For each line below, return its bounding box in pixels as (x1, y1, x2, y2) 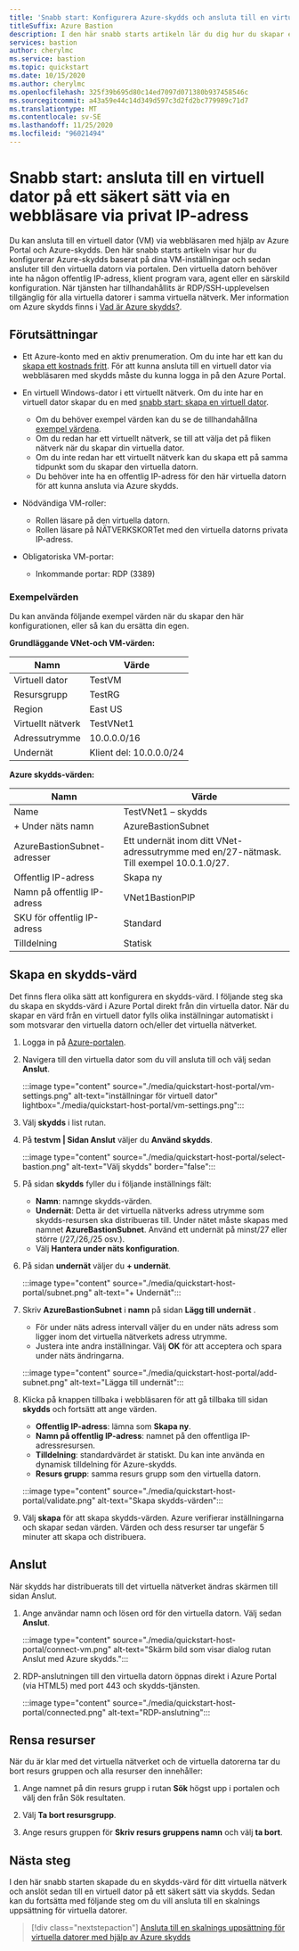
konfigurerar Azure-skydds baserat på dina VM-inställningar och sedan (9, 253, 271, 264)
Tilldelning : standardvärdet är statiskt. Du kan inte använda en (35, 1449, 265, 1459)
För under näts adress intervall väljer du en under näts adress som (35, 1321, 279, 1332)
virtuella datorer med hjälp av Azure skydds (30, 1932, 191, 1943)
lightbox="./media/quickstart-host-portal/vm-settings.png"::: (21, 1099, 245, 1111)
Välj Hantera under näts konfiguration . (35, 1243, 180, 1253)
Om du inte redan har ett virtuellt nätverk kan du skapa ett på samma (35, 451, 288, 462)
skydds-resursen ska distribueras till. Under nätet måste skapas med (35, 1214, 288, 1225)
